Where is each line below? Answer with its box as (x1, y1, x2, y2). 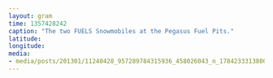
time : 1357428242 (8, 19, 67, 28)
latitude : (8, 34, 42, 43)
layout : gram (8, 11, 53, 20)
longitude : (8, 42, 45, 50)
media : (8, 50, 31, 58)
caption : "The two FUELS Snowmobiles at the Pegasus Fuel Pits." (8, 27, 234, 35)
